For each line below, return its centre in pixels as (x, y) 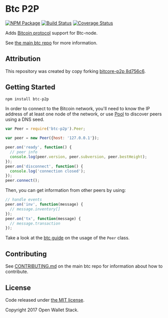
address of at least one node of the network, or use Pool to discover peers (83, 114)
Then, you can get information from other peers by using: (66, 190)
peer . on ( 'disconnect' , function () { (44, 166)
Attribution (23, 59)
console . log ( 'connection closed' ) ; (48, 171)
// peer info (24, 152)
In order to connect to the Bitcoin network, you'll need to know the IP (78, 109)
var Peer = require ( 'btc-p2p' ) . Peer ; (45, 129)
